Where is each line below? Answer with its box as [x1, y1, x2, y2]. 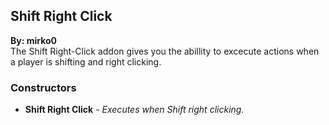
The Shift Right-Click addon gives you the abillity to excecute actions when [10, 45, 320, 57]
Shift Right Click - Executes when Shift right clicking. [24, 104, 245, 116]
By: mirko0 [10, 34, 58, 46]
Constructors [10, 80, 77, 94]
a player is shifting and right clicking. [10, 55, 162, 68]
